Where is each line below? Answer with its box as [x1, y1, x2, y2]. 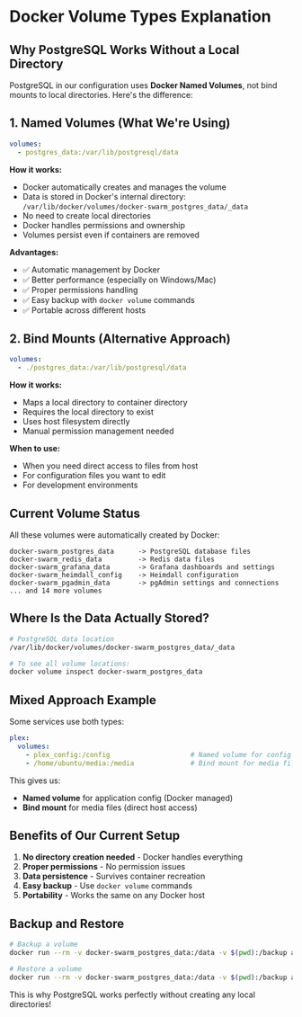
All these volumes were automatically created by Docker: [9, 529, 220, 540]
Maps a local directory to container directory [22, 397, 188, 408]
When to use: [9, 443, 61, 454]
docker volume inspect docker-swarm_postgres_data [9, 667, 203, 676]
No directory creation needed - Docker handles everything [22, 852, 244, 862]
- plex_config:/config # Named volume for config [25, 750, 292, 759]
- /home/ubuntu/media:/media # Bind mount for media [25, 758, 280, 768]
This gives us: [9, 775, 61, 786]
